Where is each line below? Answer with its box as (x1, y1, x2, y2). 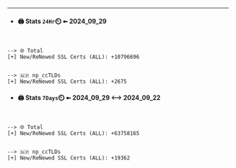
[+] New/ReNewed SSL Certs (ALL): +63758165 (7, 130, 140, 137)
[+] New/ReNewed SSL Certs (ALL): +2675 (7, 78, 128, 85)
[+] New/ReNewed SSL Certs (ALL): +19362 (7, 155, 131, 162)
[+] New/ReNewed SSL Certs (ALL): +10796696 (7, 53, 140, 60)
